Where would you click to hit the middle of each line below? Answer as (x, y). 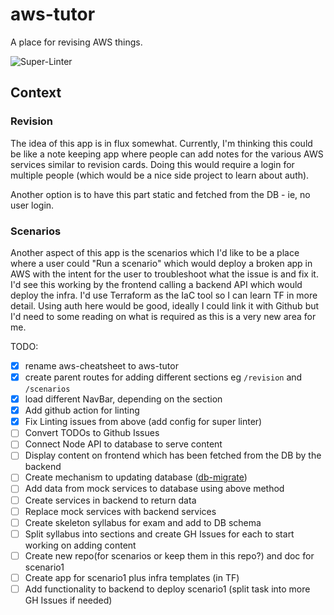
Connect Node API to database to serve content (123, 444)
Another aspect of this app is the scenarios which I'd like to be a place (155, 252)
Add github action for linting (82, 410)
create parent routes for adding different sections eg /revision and (163, 377)
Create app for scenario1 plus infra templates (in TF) (132, 577)
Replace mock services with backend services (120, 511)
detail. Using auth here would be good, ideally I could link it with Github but (165, 305)
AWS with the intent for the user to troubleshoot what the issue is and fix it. (164, 274)
